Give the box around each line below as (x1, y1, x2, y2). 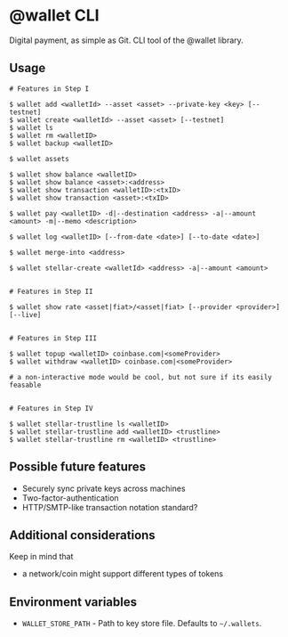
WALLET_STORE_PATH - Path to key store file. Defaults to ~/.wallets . (21, 618, 262, 629)
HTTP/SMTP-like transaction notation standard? (21, 502, 198, 512)
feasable (9, 380, 42, 389)
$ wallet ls (9, 123, 53, 132)
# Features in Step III (9, 333, 98, 343)
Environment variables (9, 594, 138, 609)
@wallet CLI (9, 5, 100, 26)
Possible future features (9, 460, 147, 475)
